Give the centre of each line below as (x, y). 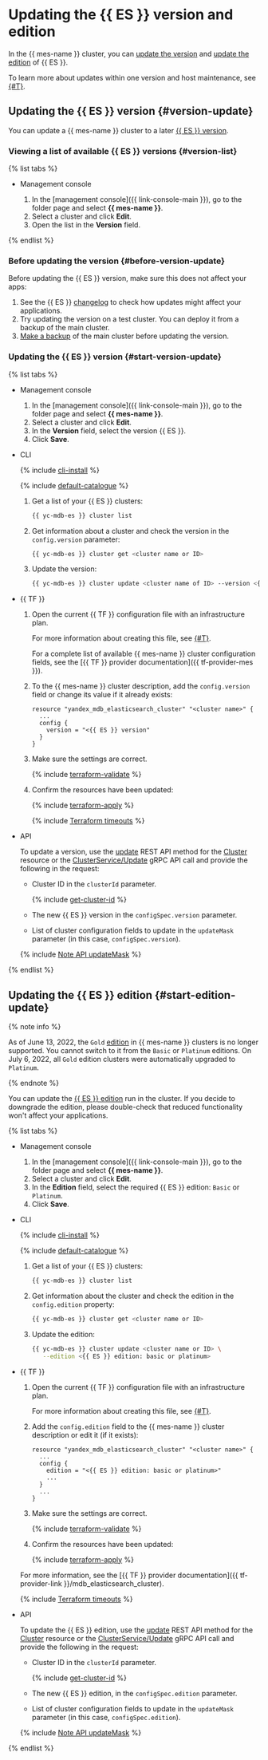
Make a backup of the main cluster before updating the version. (124, 336)
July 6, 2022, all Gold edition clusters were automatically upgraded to (122, 1060)
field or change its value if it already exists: (102, 695)
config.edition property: (73, 1304)
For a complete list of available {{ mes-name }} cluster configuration (144, 654)
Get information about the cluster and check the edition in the (133, 1296)
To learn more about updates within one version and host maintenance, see (132, 77)
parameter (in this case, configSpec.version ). (106, 939)
